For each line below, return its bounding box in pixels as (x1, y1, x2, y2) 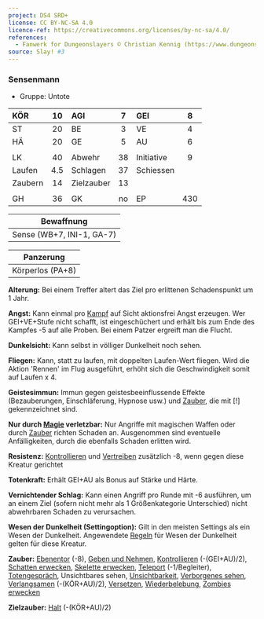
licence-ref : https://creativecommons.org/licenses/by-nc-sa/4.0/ (8, 26, 230, 34)
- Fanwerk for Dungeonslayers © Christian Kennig (15, 41, 181, 49)
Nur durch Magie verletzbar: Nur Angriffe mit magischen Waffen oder (8, 419, 236, 429)
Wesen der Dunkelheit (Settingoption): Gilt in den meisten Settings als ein (8, 522, 250, 532)
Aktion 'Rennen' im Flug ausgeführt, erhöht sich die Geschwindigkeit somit (8, 364, 250, 374)
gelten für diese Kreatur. (8, 539, 87, 548)
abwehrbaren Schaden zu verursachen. (8, 507, 136, 517)
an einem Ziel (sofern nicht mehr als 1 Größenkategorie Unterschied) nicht (8, 499, 247, 508)
